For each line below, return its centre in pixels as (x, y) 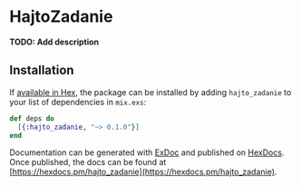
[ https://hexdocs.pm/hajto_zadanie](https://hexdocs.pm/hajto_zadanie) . (143, 172)
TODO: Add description (54, 42)
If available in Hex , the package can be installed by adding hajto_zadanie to (150, 92)
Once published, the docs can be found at (88, 162)
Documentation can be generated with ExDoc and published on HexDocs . (147, 152)
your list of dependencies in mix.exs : (78, 102)
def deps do (32, 118)
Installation (42, 70)
